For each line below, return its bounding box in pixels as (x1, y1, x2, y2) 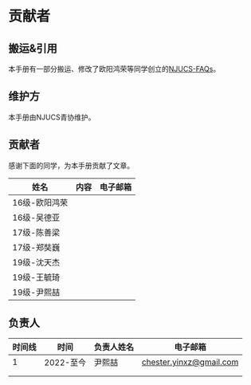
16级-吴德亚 (12, 212, 61, 223)
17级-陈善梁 (12, 226, 61, 238)
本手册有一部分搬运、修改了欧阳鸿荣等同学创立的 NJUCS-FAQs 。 (8, 65, 221, 73)
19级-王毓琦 (12, 272, 61, 283)
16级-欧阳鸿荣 (12, 197, 69, 208)
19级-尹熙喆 (12, 286, 61, 297)
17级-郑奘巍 (12, 242, 61, 253)
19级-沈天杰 (12, 257, 61, 268)
